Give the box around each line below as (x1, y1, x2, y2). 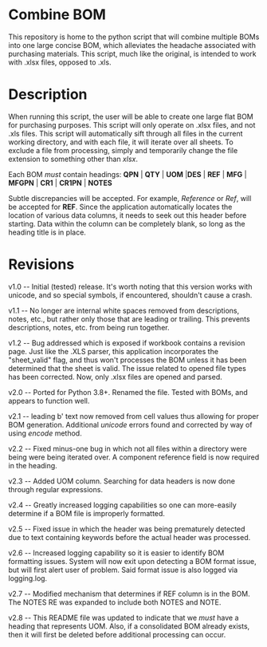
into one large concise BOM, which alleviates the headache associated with (8, 40, 257, 49)
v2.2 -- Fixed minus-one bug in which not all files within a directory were (8, 444, 247, 453)
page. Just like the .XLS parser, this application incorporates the (8, 346, 219, 356)
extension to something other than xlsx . (8, 154, 138, 164)
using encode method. (8, 428, 82, 438)
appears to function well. (8, 396, 90, 405)
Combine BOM (8, 6, 106, 24)
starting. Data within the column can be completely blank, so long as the (8, 219, 245, 228)
